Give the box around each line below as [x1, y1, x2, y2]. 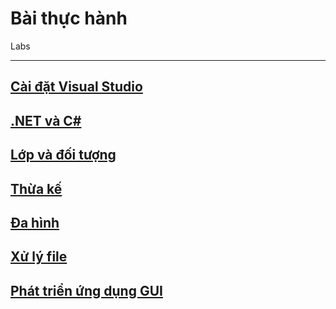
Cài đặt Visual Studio [10, 78, 143, 96]
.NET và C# [10, 112, 82, 129]
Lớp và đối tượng [10, 147, 117, 164]
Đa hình [10, 214, 60, 231]
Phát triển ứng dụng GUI [10, 282, 163, 299]
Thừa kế [10, 180, 63, 197]
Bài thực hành [10, 7, 128, 30]
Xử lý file [10, 248, 68, 266]
